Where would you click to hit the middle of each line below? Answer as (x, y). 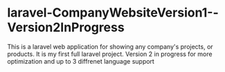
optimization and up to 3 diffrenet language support (81, 61)
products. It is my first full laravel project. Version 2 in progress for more (110, 54)
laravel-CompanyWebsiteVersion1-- (113, 13)
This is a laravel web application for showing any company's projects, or (110, 46)
